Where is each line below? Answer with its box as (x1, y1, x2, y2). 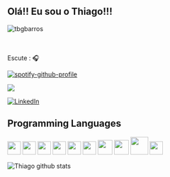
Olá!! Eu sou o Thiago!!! (7, 6, 113, 18)
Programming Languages (7, 118, 122, 130)
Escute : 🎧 (7, 53, 40, 62)
